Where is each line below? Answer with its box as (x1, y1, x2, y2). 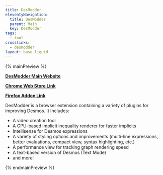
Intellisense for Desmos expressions (12, 128, 88, 134)
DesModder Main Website (5, 73, 61, 79)
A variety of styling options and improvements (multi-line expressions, (12, 133, 158, 139)
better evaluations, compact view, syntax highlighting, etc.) (12, 139, 135, 145)
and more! (12, 154, 34, 161)
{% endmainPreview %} (5, 164, 55, 170)
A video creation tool (12, 117, 56, 123)
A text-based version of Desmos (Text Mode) (12, 149, 107, 155)
